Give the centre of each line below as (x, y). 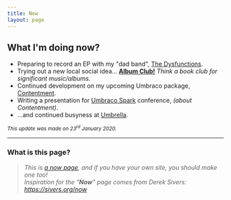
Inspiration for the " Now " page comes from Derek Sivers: (105, 182)
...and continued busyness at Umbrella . (73, 115)
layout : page (26, 20)
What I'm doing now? (54, 48)
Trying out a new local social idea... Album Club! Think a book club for (117, 71)
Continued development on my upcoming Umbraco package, (103, 86)
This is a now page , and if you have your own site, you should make (121, 167)
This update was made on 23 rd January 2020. (62, 128)
